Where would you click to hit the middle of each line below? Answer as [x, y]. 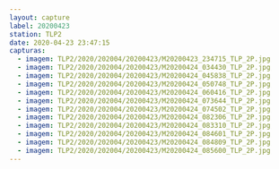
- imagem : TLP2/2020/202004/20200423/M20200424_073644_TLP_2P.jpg [144, 101]
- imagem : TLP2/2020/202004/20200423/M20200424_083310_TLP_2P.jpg [144, 126]
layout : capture [39, 17]
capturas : [28, 51]
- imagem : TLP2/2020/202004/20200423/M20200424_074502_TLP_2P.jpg [144, 109]
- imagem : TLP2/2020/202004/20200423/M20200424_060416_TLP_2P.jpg [144, 92]
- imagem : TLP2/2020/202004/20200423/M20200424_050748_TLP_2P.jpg [144, 84]
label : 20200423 [39, 26]
